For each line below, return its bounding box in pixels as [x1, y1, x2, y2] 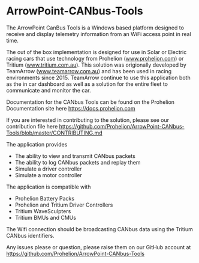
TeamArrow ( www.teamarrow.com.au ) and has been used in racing [6, 67, 172, 74]
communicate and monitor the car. [6, 86, 91, 94]
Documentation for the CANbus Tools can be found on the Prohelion [6, 98, 175, 106]
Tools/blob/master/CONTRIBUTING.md [6, 129, 103, 136]
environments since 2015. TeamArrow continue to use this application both [6, 74, 191, 81]
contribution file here [6, 122, 58, 130]
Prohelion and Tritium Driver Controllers [14, 201, 113, 208]
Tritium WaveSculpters [14, 207, 71, 214]
